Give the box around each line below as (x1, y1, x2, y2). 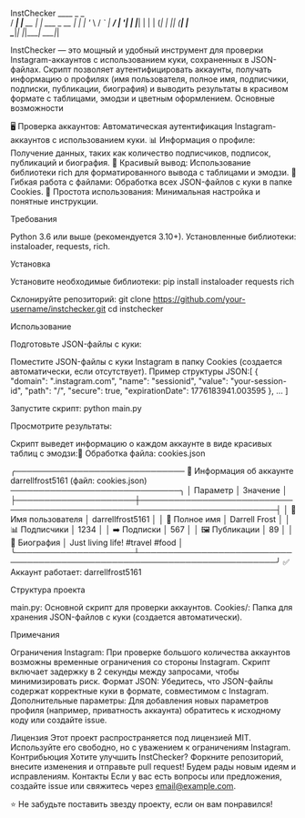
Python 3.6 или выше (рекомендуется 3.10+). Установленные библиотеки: (10, 231, 297, 242)
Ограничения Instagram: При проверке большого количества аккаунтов (10, 647, 290, 658)
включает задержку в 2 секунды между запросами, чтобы (10, 666, 239, 677)
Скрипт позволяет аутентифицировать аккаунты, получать (43, 64, 272, 75)
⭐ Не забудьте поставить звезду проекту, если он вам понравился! (10, 799, 273, 809)
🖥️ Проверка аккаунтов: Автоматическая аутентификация (10, 121, 233, 131)
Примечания (10, 630, 60, 640)
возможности (10, 103, 65, 113)
